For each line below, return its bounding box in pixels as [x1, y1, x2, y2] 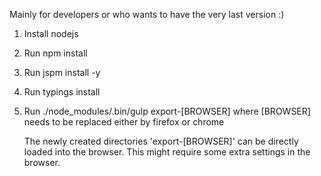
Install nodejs [23, 28, 79, 39]
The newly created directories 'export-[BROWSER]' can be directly [23, 135, 299, 147]
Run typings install [23, 86, 101, 98]
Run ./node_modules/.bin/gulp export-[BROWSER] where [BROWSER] [23, 105, 311, 117]
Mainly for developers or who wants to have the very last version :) [9, 9, 285, 20]
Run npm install [23, 47, 88, 59]
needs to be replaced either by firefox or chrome [23, 116, 225, 128]
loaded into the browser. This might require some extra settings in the [23, 146, 311, 158]
